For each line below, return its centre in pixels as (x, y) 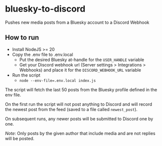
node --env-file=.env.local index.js (58, 81)
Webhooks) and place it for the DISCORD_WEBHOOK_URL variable (80, 70)
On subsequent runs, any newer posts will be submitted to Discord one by (79, 119)
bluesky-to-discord (45, 9)
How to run (22, 38)
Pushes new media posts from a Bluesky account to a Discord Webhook (77, 22)
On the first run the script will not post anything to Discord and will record (79, 104)
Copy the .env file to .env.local (43, 54)
